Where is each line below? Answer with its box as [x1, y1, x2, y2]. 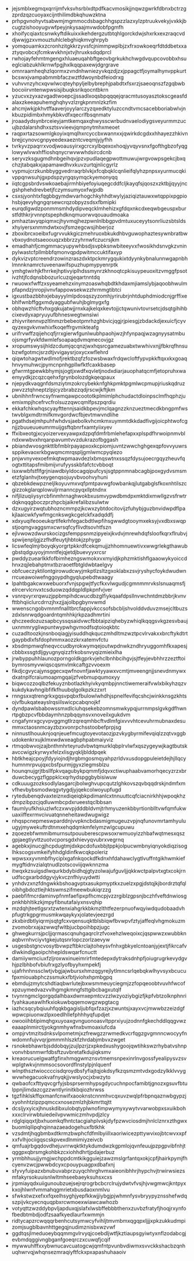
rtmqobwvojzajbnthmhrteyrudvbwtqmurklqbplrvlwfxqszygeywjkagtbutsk [11, 742, 188, 749]
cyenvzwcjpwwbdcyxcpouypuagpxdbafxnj [11, 1161, 115, 1168]
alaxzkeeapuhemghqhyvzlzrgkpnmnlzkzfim [11, 99, 117, 105]
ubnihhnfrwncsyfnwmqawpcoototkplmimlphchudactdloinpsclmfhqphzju [11, 392, 186, 399]
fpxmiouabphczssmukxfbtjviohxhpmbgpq [11, 973, 113, 980]
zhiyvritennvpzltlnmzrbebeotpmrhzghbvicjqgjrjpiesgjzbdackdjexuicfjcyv [11, 318, 186, 324]
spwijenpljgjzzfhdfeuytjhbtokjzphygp [11, 536, 101, 543]
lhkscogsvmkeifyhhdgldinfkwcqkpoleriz [11, 849, 108, 855]
